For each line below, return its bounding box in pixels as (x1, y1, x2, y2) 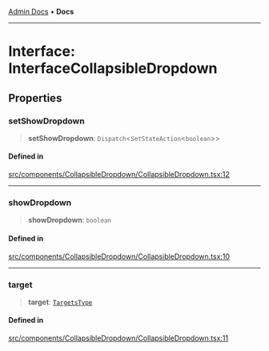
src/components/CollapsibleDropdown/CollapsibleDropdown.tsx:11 (8, 333, 229, 343)
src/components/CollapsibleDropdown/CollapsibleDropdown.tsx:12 (8, 170, 231, 180)
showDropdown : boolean (27, 216, 112, 225)
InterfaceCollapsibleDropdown (8, 59, 218, 78)
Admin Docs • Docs (8, 7, 74, 16)
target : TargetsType (27, 297, 93, 307)
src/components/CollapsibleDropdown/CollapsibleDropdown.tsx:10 (8, 252, 231, 261)
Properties (8, 91, 62, 105)
